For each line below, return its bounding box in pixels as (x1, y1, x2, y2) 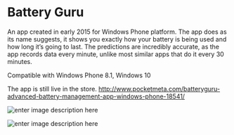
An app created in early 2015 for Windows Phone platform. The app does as (7, 27, 227, 36)
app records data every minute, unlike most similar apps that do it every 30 (7, 50, 225, 58)
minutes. (7, 57, 33, 65)
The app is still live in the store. (7, 84, 97, 93)
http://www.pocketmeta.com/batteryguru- (98, 84, 220, 93)
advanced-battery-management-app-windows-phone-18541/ (7, 92, 185, 101)
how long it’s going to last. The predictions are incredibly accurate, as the (7, 42, 220, 51)
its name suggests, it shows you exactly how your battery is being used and (7, 34, 227, 43)
